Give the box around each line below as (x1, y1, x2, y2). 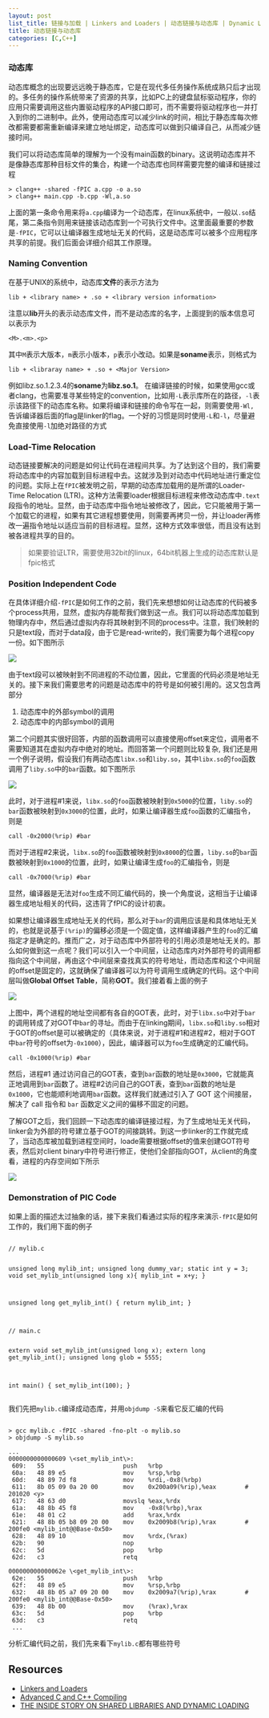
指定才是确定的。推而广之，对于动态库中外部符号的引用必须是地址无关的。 (8, 936, 254, 946)
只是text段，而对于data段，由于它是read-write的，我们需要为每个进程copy (8, 628, 255, 637)
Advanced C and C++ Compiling (19, 1692, 127, 1702)
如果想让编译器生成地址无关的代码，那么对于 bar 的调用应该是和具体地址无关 (8, 916, 258, 926)
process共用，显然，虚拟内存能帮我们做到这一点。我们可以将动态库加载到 (14, 608, 259, 617)
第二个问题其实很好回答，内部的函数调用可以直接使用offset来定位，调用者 (8, 734, 252, 743)
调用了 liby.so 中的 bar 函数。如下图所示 (8, 764, 136, 774)
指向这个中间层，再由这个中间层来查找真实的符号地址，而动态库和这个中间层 (8, 956, 261, 966)
